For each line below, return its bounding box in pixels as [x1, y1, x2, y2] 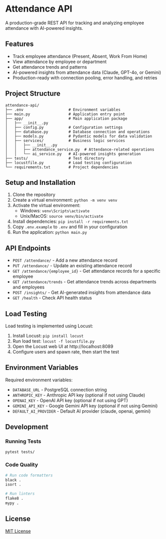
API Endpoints [5, 243, 51, 253]
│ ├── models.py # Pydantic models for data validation [5, 133, 152, 139]
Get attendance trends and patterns [12, 64, 87, 70]
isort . [5, 482, 22, 487]
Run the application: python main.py [12, 229, 87, 235]
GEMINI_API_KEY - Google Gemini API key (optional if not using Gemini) [12, 403, 158, 409]
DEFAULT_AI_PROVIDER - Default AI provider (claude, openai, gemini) [12, 408, 151, 414]
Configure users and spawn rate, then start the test [12, 349, 120, 355]
